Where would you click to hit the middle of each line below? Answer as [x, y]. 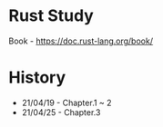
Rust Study [51, 16]
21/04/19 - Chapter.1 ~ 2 [66, 103]
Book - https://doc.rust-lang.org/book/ [81, 41]
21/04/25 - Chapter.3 [61, 112]
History [37, 78]
